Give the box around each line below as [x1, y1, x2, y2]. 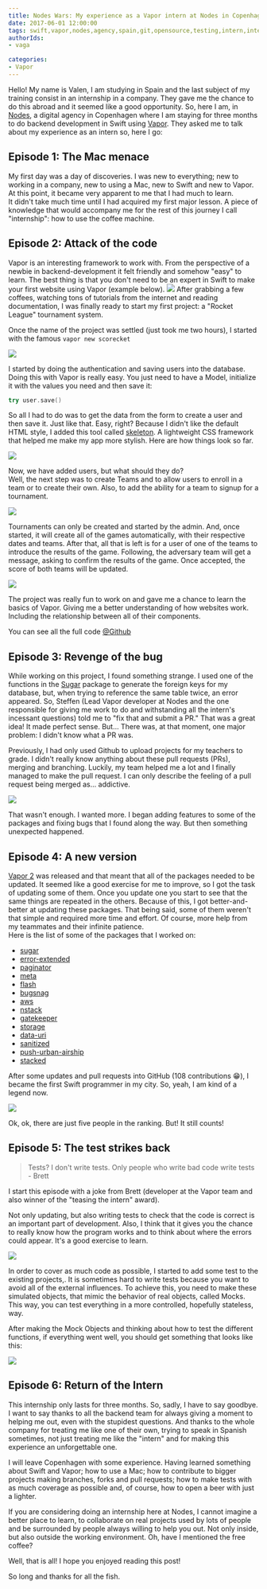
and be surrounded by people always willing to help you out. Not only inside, [8, 1524, 259, 1533]
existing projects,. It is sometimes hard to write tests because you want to [8, 1275, 250, 1284]
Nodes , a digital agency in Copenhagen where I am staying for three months [8, 110, 258, 119]
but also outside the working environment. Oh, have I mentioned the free [8, 1532, 246, 1541]
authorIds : [8, 33, 44, 42]
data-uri [19, 1030, 47, 1040]
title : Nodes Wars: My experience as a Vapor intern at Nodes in [8, 11, 229, 20]
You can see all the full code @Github [8, 627, 131, 637]
